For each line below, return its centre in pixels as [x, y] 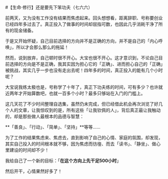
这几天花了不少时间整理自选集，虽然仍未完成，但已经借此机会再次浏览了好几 [84, 104]
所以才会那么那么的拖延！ [42, 47]
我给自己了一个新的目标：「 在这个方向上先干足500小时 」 [63, 161]
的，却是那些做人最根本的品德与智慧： [44, 116]
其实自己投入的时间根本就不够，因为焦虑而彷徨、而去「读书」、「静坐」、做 [81, 144]
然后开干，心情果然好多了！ [34, 171]
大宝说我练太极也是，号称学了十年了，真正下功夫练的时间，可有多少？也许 [82, 87]
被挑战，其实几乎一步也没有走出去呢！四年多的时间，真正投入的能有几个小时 [84, 70]
